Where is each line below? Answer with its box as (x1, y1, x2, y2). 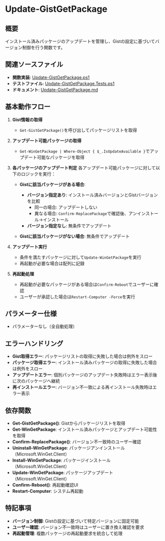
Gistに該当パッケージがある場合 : (19, 181, 86, 187)
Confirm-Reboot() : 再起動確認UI (12, 482, 79, 488)
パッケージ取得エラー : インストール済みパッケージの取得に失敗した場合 (12, 359, 157, 366)
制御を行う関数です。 (22, 44, 66, 50)
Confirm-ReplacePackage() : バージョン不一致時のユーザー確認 (12, 439, 141, 445)
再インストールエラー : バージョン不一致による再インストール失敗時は (12, 384, 153, 390)
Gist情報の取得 (12, 116, 43, 122)
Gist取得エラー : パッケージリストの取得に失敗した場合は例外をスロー (12, 353, 153, 359)
